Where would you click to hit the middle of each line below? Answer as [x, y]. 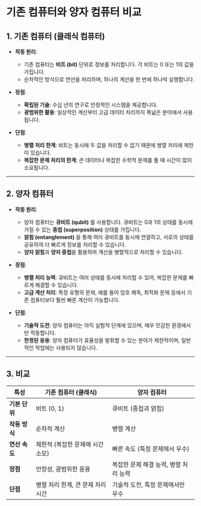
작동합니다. [43, 333]
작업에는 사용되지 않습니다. [66, 348]
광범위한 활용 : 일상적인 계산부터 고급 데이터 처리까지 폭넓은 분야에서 [103, 112]
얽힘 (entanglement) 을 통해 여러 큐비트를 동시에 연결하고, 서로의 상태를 [109, 237]
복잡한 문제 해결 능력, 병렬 [147, 464]
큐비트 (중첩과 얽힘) [138, 409]
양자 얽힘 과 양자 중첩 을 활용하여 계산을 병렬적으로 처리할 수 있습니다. [103, 252]
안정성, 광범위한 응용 [63, 469]
